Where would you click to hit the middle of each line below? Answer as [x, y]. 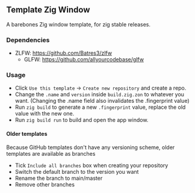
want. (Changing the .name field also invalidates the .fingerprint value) [102, 101]
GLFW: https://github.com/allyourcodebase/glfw [84, 60]
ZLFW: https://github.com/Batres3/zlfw [63, 53]
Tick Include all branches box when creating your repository [91, 165]
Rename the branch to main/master [59, 178]
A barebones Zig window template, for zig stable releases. [79, 24]
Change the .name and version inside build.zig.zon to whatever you [100, 94]
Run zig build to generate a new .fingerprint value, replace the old [100, 107]
